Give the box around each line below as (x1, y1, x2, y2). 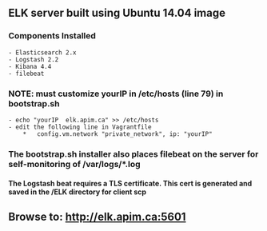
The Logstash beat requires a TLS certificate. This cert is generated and (8, 178, 253, 188)
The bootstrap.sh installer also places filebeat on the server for (8, 148, 259, 159)
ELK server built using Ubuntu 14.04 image (8, 6, 226, 20)
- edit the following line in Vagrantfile (8, 123, 152, 131)
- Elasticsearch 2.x (8, 48, 78, 57)
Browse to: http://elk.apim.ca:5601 (8, 209, 186, 223)
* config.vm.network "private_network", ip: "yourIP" (22, 129, 213, 138)
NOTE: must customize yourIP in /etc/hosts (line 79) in (8, 88, 224, 99)
